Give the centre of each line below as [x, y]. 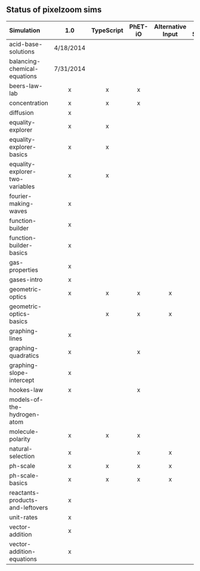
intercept [22, 380]
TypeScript [107, 30]
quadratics [24, 355]
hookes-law [26, 390]
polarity [20, 439]
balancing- [25, 61]
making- [21, 203]
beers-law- [26, 86]
